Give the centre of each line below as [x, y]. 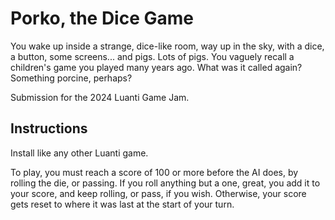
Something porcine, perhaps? [71, 78]
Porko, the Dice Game [102, 18]
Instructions [49, 128]
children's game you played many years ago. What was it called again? [156, 67]
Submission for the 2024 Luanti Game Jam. [100, 97]
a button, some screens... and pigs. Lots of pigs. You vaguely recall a [152, 56]
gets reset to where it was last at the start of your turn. [122, 204]
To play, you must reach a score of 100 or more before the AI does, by [154, 172]
